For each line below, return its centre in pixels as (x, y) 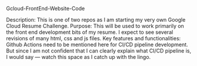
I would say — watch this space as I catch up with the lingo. (79, 57)
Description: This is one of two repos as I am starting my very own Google (96, 20)
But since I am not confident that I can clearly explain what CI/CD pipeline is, (99, 51)
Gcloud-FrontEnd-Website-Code (46, 8)
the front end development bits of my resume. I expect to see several (90, 32)
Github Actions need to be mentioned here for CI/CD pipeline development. (97, 44)
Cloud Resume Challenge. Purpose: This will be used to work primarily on (95, 26)
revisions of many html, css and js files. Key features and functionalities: (94, 38)
